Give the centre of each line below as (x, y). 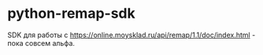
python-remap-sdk (71, 14)
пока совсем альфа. (41, 43)
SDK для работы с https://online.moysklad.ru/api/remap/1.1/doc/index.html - (131, 35)
